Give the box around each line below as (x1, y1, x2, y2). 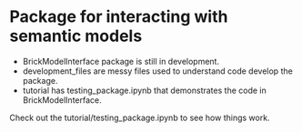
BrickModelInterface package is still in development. (22, 56, 220, 66)
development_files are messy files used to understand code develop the (22, 66, 293, 76)
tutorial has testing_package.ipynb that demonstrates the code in (22, 85, 267, 96)
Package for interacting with (9, 6, 228, 27)
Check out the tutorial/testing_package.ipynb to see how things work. (9, 112, 270, 123)
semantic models (9, 25, 143, 46)
